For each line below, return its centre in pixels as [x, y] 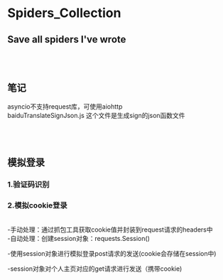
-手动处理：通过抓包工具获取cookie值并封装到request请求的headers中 [110, 230]
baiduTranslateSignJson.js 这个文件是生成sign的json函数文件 [97, 115]
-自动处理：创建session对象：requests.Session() [79, 239]
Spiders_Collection [64, 13]
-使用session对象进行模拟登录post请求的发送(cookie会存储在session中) [112, 254]
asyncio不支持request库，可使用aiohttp [65, 106]
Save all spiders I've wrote [67, 39]
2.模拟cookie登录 [37, 205]
